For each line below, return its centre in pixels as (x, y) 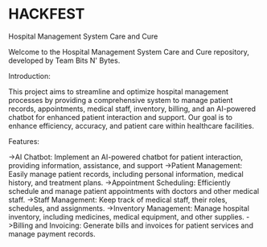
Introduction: (29, 76)
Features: (24, 141)
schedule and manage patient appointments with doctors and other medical (134, 191)
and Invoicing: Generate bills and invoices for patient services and (144, 225)
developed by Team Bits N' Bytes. (64, 60)
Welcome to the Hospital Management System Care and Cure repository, (129, 51)
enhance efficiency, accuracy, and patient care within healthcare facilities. (131, 126)
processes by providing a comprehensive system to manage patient (121, 100)
